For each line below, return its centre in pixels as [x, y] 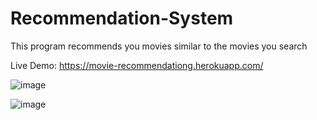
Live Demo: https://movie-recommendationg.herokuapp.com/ [137, 65]
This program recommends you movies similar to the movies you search [159, 46]
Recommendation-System [122, 18]
